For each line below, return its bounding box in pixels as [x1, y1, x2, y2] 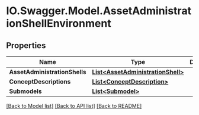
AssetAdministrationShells [9, 68, 86, 76]
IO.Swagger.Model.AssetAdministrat [6, 4, 191, 18]
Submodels [9, 87, 42, 95]
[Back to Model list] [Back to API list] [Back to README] [6, 103, 142, 109]
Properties [6, 40, 46, 50]
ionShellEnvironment [6, 17, 111, 30]
